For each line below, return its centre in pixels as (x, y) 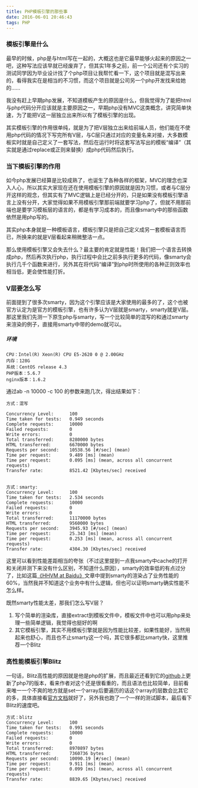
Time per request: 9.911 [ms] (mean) (60, 764)
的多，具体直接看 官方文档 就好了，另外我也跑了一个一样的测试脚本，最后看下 (99, 698)
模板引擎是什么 (27, 44)
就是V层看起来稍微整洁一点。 (72, 237)
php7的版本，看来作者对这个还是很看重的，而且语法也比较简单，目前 (100, 683)
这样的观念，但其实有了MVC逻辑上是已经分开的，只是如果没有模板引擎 (97, 194)
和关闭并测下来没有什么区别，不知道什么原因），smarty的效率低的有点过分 (96, 568)
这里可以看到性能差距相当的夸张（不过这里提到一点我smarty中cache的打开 (97, 561)
